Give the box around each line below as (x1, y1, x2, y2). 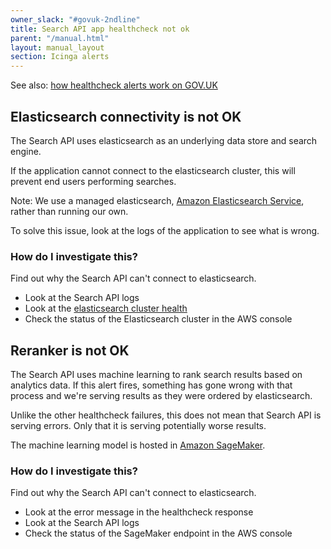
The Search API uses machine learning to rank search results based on (10, 369, 303, 381)
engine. (10, 145, 42, 157)
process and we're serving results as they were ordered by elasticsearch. (10, 390, 313, 402)
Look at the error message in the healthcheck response (24, 506, 254, 518)
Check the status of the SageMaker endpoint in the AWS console (24, 527, 293, 540)
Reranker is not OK (10, 342, 130, 359)
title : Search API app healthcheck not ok (10, 24, 190, 34)
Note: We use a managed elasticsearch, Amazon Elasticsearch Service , (10, 194, 305, 206)
